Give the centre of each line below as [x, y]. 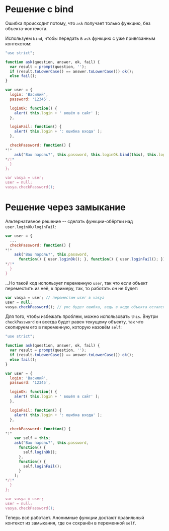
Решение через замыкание [65, 207]
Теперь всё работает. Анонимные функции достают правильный [75, 518]
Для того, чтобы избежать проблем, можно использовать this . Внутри [82, 316]
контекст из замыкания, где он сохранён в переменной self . [71, 523]
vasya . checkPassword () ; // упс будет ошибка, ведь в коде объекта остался [85, 307]
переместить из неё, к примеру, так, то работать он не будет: [72, 288]
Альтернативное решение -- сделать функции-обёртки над [69, 221]
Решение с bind [39, 9]
